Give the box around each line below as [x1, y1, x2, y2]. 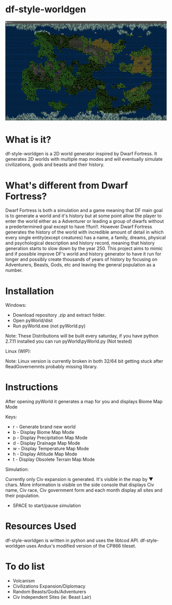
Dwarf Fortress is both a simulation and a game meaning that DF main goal [5, 207, 163, 214]
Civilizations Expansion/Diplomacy [12, 583, 85, 590]
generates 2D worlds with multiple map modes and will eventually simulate [5, 156, 163, 162]
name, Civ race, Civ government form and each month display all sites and [5, 487, 163, 493]
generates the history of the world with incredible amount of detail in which [5, 229, 164, 235]
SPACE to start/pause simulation [12, 503, 81, 509]
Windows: [5, 302, 27, 308]
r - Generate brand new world [12, 424, 76, 430]
